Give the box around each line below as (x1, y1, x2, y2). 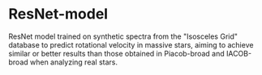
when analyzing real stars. (29, 57, 118, 67)
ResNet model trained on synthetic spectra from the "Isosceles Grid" (8, 31, 238, 41)
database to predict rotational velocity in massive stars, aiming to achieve (8, 40, 254, 49)
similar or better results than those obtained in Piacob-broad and (8, 48, 225, 58)
